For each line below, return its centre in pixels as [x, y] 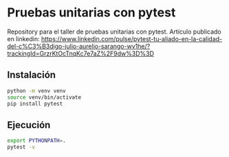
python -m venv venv [37, 90]
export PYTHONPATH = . [37, 141]
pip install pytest [35, 104]
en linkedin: [23, 38]
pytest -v [21, 147]
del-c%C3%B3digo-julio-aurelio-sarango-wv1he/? [79, 46]
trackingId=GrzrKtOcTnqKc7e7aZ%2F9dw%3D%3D [81, 53]
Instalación [32, 75]
